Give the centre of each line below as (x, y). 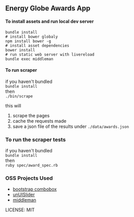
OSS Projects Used (29, 178)
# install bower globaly (32, 37)
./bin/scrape (19, 96)
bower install (20, 50)
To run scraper (21, 70)
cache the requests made (39, 121)
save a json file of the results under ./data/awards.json (71, 126)
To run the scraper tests (36, 140)
